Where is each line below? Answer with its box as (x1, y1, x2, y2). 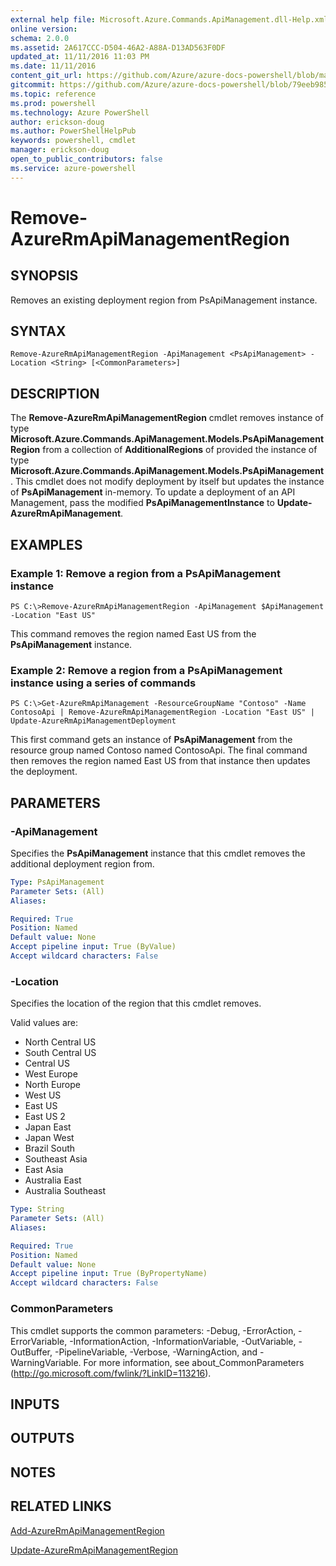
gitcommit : (10, 80, 56, 90)
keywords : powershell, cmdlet (10, 136, 137, 146)
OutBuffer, (10, 1346, 53, 1358)
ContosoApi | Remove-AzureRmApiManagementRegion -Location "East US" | (10, 707, 315, 718)
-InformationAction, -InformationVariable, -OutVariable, (69, 1335, 297, 1347)
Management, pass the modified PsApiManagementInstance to (10, 497, 275, 509)
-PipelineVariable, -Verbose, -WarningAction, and (54, 1346, 258, 1358)
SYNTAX (10, 323, 67, 340)
